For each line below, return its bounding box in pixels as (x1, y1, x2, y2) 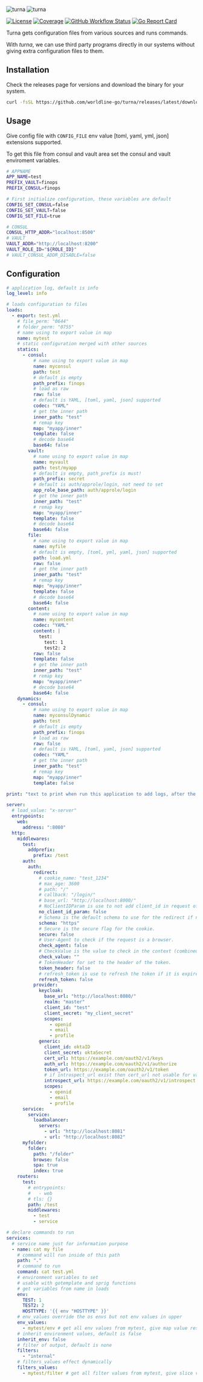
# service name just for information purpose (11, 1240, 129, 1247)
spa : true (33, 1162, 59, 1168)
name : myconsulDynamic (33, 712, 91, 719)
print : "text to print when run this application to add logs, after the (6, 791, 196, 797)
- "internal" (22, 1354, 56, 1360)
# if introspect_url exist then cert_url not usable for (44, 1072, 190, 1078)
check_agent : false (38, 942, 88, 949)
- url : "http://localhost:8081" (44, 1128, 126, 1135)
